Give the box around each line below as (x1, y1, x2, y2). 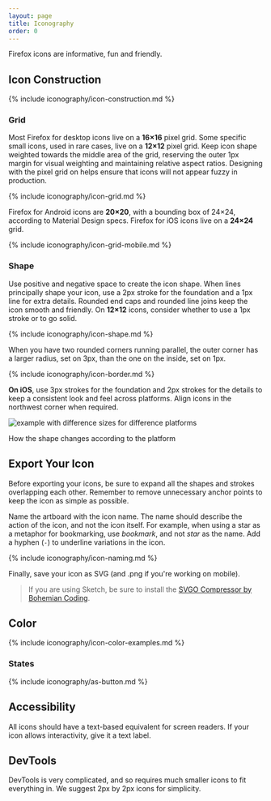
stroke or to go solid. (8, 313, 78, 323)
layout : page (8, 11, 53, 20)
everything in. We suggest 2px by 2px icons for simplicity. (8, 784, 201, 794)
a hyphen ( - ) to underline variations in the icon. (8, 537, 166, 547)
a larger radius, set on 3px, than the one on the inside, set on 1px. (8, 353, 227, 363)
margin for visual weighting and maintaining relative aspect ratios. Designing (8, 159, 263, 169)
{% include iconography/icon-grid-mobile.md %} (8, 240, 172, 250)
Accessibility (8, 700, 76, 714)
